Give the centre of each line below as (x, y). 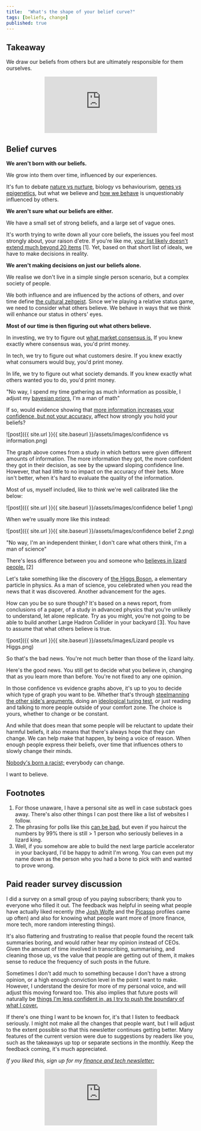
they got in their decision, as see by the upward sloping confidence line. (95, 465)
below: (14, 496)
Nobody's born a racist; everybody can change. (65, 763)
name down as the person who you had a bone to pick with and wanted (103, 859)
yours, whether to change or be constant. (58, 714)
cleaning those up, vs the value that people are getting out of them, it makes (100, 955)
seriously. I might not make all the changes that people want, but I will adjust (100, 1023)
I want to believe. (27, 774)
